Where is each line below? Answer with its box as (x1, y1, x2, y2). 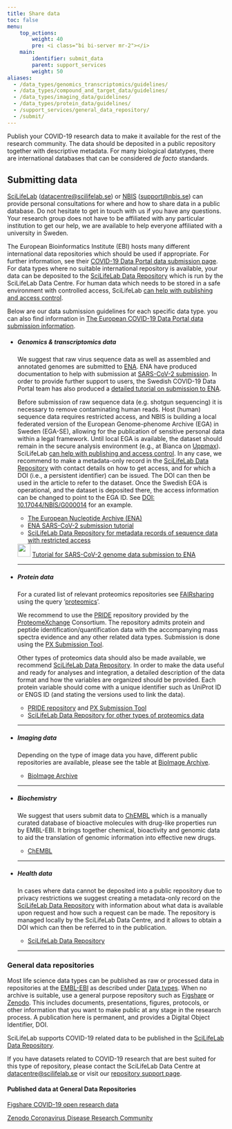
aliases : (7, 74, 32, 82)
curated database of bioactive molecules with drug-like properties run (17, 819, 217, 827)
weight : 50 (32, 68, 64, 75)
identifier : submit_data (32, 55, 104, 62)
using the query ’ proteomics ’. (17, 597, 100, 606)
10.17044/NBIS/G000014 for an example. (17, 501, 133, 509)
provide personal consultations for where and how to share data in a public (7, 200, 221, 208)
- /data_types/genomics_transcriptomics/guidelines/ (13, 81, 168, 88)
